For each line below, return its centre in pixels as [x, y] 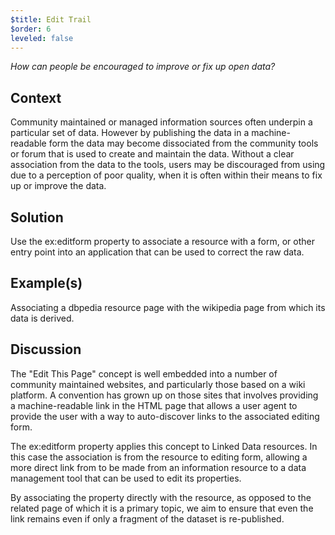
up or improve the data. [58, 186]
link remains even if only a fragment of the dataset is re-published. [147, 518]
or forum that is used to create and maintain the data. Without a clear [152, 154]
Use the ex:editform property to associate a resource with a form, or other [162, 241]
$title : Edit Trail [51, 19]
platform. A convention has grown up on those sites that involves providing [164, 395]
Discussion [46, 349]
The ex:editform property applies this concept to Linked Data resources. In [164, 446]
